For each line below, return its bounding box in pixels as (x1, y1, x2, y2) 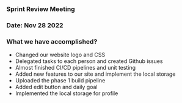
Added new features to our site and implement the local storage (15, 70, 176, 78)
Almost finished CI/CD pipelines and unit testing (15, 64, 136, 71)
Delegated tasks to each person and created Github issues (15, 58, 163, 65)
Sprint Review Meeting (6, 5, 75, 13)
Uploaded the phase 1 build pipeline (15, 77, 106, 84)
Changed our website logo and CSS (15, 51, 106, 59)
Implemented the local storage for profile (15, 90, 118, 97)
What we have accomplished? (6, 37, 98, 45)
